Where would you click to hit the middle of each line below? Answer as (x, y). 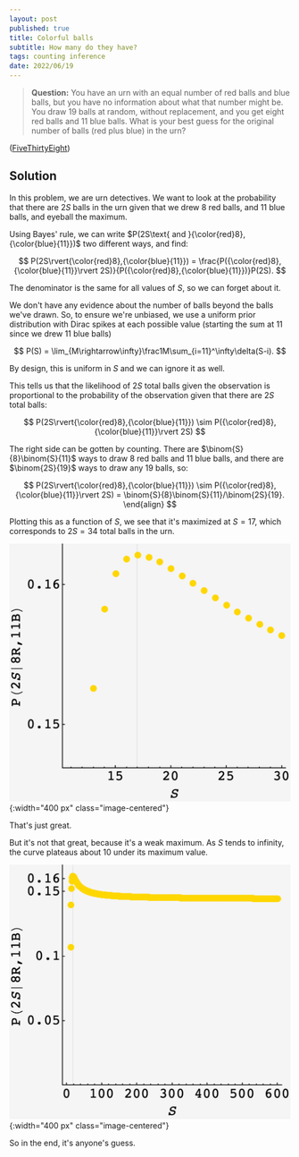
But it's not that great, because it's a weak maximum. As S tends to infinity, (147, 843)
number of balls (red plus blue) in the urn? (108, 131)
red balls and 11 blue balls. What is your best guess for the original (153, 121)
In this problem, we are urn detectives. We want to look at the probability (143, 198)
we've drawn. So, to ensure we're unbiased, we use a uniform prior (133, 314)
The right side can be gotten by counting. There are (104, 448)
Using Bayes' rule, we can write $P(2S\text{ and (98, 234)
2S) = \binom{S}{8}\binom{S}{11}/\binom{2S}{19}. (193, 494)
